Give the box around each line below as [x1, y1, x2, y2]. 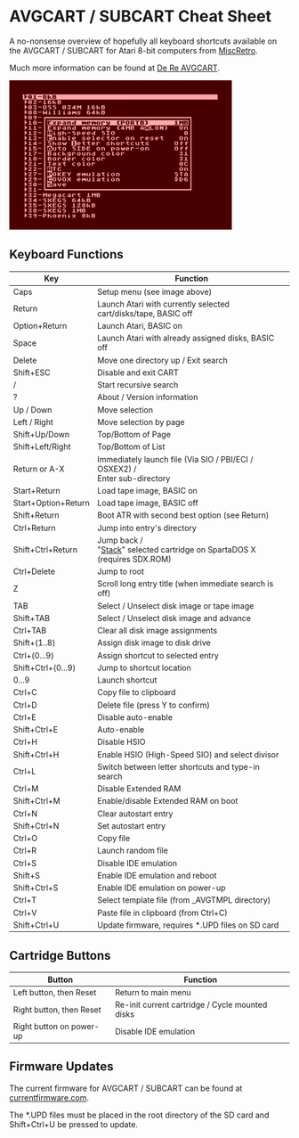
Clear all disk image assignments [97, 626, 218, 635]
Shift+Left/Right [12, 441, 71, 452]
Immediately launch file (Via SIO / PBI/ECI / [97, 454, 254, 464]
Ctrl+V [12, 907, 37, 918]
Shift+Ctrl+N [12, 820, 60, 831]
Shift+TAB [12, 612, 51, 623]
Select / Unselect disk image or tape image [97, 600, 255, 611]
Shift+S [12, 870, 40, 880]
